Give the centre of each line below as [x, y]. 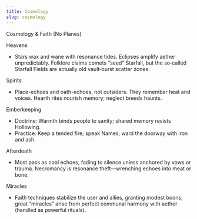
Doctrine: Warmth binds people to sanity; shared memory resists [93, 120]
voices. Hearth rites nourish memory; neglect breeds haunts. [88, 98]
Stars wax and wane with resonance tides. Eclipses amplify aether [95, 56]
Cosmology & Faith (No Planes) [44, 33]
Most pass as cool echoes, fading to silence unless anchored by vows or [103, 162]
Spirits [14, 80]
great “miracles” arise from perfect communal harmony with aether [96, 204]
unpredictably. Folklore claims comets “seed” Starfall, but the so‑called [101, 63]
